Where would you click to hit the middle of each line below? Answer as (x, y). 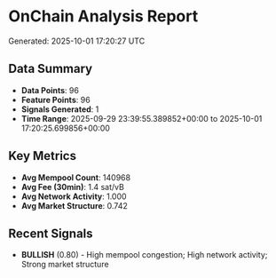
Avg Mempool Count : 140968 (75, 177)
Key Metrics (43, 156)
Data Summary (51, 69)
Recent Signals (51, 233)
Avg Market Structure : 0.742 (74, 205)
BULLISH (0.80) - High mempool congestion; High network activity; (144, 255)
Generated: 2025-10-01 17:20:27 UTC (77, 41)
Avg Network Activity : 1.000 (74, 196)
